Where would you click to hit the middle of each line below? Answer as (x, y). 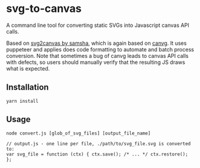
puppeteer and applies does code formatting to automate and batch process (100, 49)
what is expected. (28, 68)
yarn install (22, 101)
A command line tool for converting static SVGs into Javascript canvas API (98, 25)
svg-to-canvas (44, 9)
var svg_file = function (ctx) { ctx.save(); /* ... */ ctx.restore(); (97, 154)
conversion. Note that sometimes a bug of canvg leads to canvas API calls (98, 56)
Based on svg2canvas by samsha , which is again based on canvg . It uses (96, 43)
